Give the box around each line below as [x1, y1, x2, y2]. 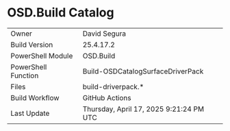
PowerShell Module [10, 51, 73, 60]
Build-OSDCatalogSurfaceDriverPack [82, 67, 204, 76]
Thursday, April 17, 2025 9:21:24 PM [82, 104, 204, 114]
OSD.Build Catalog [7, 5, 114, 21]
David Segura [82, 29, 127, 38]
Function [10, 71, 39, 80]
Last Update [10, 108, 50, 118]
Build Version [10, 40, 53, 49]
